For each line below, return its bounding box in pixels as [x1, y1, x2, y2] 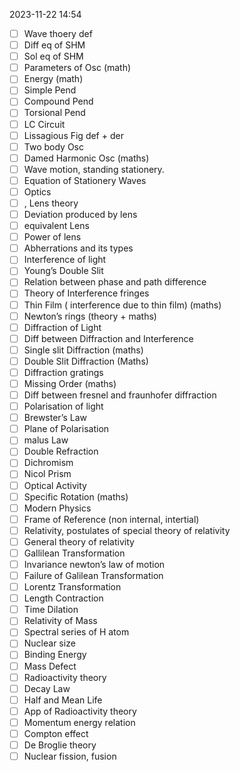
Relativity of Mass [23, 615, 98, 627]
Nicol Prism [23, 468, 72, 480]
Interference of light [23, 254, 107, 266]
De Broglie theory [23, 739, 97, 751]
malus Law [23, 434, 69, 446]
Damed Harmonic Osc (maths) [23, 152, 150, 164]
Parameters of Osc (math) [23, 62, 132, 74]
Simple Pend [23, 84, 77, 96]
